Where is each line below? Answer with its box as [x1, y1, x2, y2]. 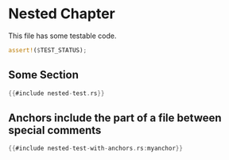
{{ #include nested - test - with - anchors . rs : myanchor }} [8, 144, 183, 153]
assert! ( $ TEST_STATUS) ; [8, 46, 87, 54]
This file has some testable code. [8, 31, 117, 40]
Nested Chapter [8, 5, 115, 23]
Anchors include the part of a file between [8, 111, 222, 124]
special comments [8, 124, 102, 137]
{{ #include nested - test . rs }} [8, 89, 105, 97]
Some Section [8, 68, 80, 82]
